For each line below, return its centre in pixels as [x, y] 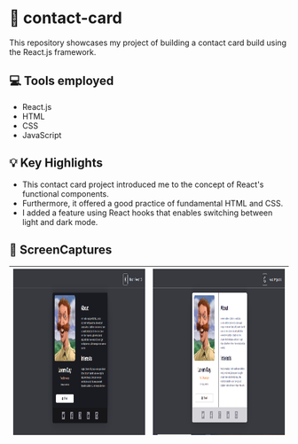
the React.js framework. [53, 51]
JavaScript [42, 135]
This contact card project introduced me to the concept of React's [143, 184]
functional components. [65, 193]
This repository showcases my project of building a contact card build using [148, 43]
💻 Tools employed [62, 81]
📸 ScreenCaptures [61, 249]
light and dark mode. [60, 222]
